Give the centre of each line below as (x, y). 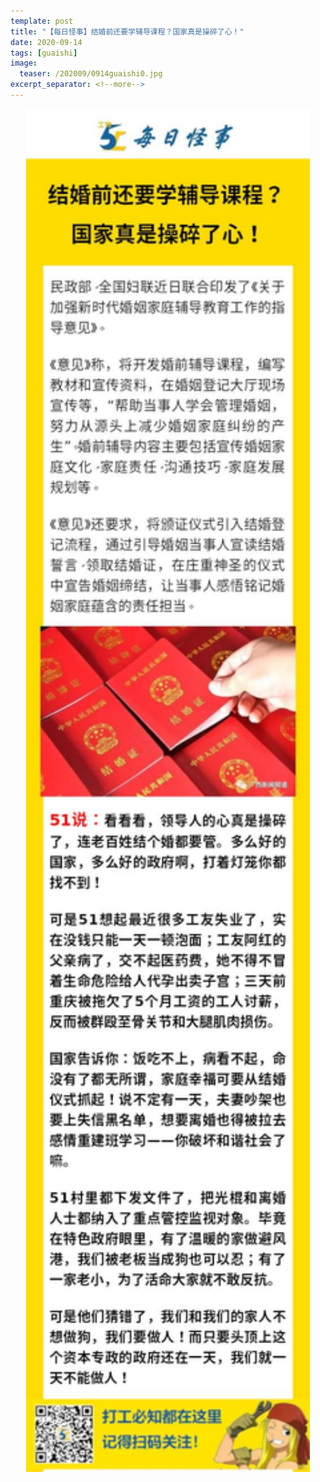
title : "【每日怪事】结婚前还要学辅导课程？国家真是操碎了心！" (127, 31)
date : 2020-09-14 (46, 42)
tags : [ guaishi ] (44, 53)
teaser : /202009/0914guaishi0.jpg (91, 74)
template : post (42, 21)
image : (24, 63)
